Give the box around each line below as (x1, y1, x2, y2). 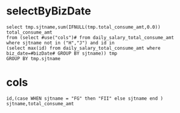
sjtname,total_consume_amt (6, 100, 74, 106)
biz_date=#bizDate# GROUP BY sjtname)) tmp (6, 50, 118, 56)
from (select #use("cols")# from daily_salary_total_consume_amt (6, 34, 174, 40)
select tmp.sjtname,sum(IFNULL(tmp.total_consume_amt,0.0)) (6, 24, 161, 30)
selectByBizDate (6, 4, 92, 18)
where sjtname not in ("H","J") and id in (6, 40, 115, 46)
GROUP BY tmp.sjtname (6, 55, 61, 61)
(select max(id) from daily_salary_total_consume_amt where (6, 45, 161, 51)
